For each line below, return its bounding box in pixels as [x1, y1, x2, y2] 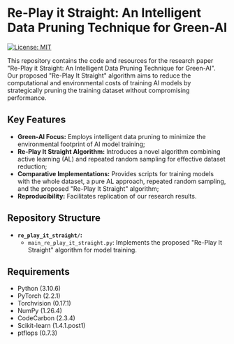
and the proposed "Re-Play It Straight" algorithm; [17, 184, 159, 193]
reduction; [17, 162, 47, 171]
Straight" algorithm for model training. [27, 245, 138, 254]
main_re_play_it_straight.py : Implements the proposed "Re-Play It [27, 238, 222, 246]
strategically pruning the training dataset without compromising [7, 86, 190, 94]
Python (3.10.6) [17, 285, 61, 293]
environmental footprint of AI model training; [17, 140, 145, 148]
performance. [7, 93, 47, 102]
